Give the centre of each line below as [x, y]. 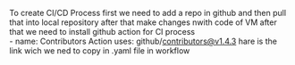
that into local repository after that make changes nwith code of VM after [143, 22]
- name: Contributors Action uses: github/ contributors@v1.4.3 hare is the [143, 41]
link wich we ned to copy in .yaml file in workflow [100, 51]
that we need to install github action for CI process [102, 32]
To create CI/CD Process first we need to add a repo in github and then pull [148, 13]
